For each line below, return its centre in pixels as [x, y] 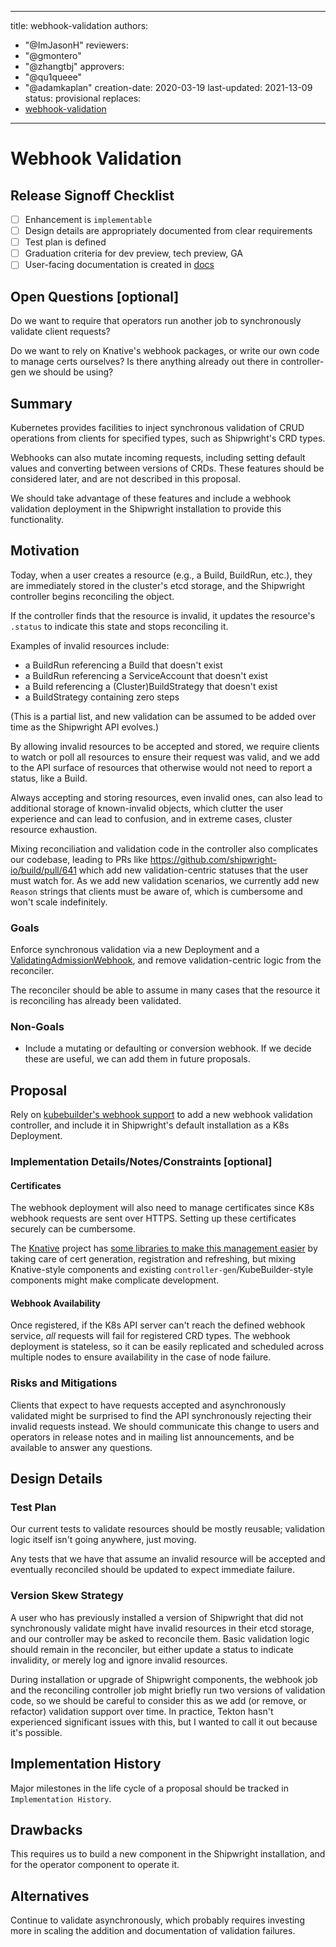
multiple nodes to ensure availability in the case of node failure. [141, 1357]
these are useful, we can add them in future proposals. [137, 1059]
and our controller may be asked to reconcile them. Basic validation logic [160, 1638]
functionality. [37, 519]
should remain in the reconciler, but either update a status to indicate [152, 1649]
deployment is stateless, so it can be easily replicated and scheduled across [167, 1347]
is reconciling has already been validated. [96, 1001]
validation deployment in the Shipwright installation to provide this [146, 508]
